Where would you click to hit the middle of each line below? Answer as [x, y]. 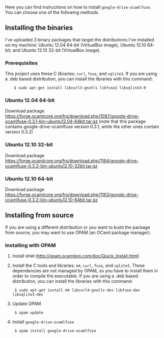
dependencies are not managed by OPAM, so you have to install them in [85, 271]
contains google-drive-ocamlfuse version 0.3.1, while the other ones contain [82, 127]
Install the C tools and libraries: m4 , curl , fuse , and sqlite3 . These [78, 266]
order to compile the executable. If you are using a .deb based [75, 276]
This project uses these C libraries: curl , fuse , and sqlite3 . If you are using [81, 74]
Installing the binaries [39, 28]
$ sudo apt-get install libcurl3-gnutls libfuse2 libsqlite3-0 [80, 88]
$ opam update [29, 313]
